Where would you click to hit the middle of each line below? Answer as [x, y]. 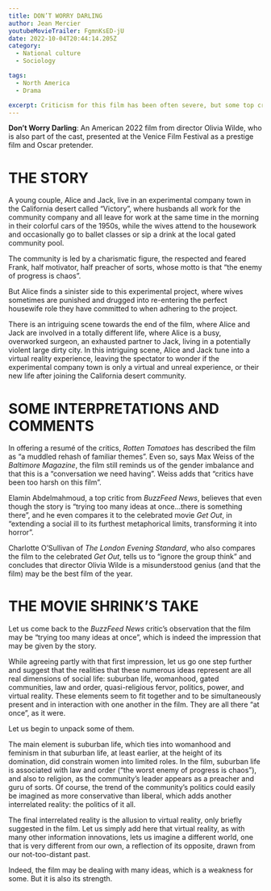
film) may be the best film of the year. [71, 574]
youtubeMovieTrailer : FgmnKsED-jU [67, 31]
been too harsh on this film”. [55, 482]
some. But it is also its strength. [60, 879]
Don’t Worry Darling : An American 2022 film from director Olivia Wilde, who [135, 128]
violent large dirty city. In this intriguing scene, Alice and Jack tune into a [129, 350]
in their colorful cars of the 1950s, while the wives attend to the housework [132, 226]
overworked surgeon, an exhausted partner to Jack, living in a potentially [130, 342]
